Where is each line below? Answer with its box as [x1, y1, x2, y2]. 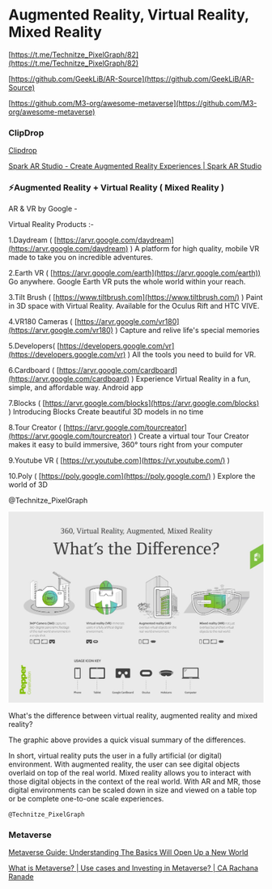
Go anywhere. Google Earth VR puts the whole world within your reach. [8, 276, 246, 286]
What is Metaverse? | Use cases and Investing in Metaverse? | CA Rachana [8, 863, 259, 873]
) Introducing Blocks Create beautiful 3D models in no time [8, 407, 204, 417]
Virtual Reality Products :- [8, 219, 95, 229]
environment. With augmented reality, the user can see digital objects [8, 759, 240, 769]
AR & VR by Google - [8, 203, 79, 213]
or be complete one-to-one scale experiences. [8, 794, 164, 804]
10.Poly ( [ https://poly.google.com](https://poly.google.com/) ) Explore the [8, 471, 256, 481]
